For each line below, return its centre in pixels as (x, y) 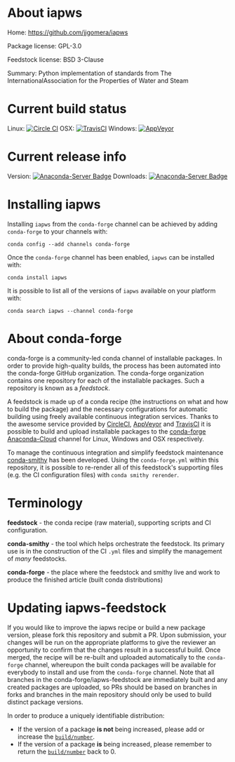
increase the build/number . (56, 736)
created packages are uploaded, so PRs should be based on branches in (112, 687)
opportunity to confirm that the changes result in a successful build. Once (114, 650)
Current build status (67, 109)
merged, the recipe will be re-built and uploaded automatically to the (106, 657)
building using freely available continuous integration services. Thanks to (113, 416)
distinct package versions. (45, 702)
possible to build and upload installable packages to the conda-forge (107, 431)
